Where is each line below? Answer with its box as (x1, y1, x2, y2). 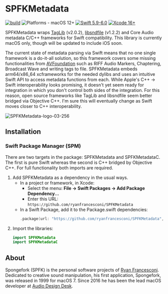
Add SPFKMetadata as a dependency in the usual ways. (12, 174, 128, 180)
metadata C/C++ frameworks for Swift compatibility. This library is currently (5, 35, 162, 41)
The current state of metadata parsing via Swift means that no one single (5, 50, 156, 56)
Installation (5, 128, 41, 136)
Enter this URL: (27, 195, 59, 202)
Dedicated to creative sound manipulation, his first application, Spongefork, (5, 272, 161, 278)
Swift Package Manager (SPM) (5, 143, 81, 150)
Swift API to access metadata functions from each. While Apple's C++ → (5, 76, 155, 82)
